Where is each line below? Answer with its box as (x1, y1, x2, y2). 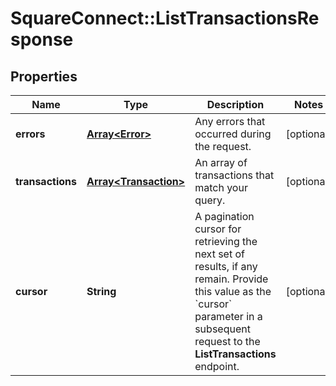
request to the (194, 335, 261, 348)
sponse (10, 28, 74, 51)
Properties (10, 68, 78, 85)
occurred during (194, 127, 272, 141)
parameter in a (194, 310, 263, 323)
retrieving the (194, 235, 258, 248)
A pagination (194, 210, 255, 223)
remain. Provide (194, 272, 269, 286)
